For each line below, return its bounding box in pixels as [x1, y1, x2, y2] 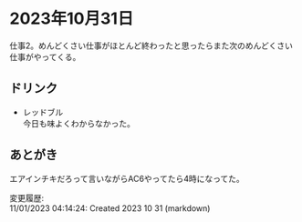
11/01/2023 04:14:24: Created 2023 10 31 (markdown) [9, 202, 211, 214]
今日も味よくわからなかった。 [22, 117, 135, 128]
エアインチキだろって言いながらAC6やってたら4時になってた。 [9, 173, 245, 184]
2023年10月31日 [9, 8, 134, 29]
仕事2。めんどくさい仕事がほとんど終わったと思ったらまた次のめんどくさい [9, 40, 294, 51]
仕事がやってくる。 [9, 51, 81, 62]
